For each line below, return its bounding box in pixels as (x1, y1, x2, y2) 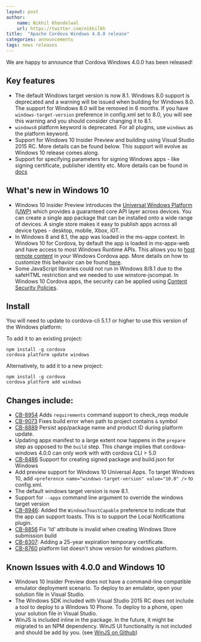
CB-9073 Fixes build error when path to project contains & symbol (14, 418, 178, 425)
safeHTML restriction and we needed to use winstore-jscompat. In (14, 271, 179, 278)
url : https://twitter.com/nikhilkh (17, 25, 106, 32)
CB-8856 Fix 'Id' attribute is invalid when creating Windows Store (14, 526, 176, 533)
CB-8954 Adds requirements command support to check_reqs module (14, 411, 188, 419)
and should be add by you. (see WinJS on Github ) (14, 629, 138, 636)
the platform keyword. (14, 130, 70, 137)
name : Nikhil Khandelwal (17, 20, 79, 26)
